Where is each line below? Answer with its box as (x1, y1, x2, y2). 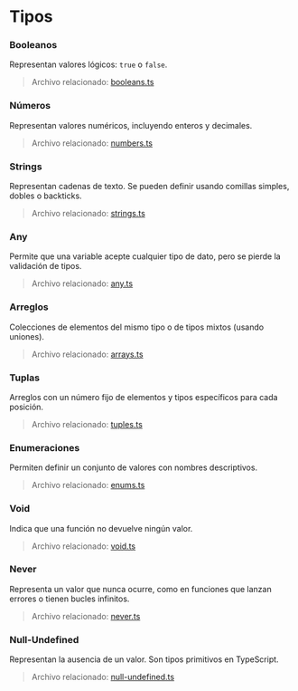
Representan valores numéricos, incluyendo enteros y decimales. (9, 120, 253, 130)
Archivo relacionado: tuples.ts (31, 418, 143, 429)
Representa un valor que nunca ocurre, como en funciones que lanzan (9, 583, 273, 594)
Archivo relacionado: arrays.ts (31, 349, 144, 360)
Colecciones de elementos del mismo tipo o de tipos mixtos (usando (9, 322, 265, 332)
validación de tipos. (9, 261, 82, 272)
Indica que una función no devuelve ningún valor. (9, 523, 193, 533)
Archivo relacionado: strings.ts (31, 208, 146, 219)
